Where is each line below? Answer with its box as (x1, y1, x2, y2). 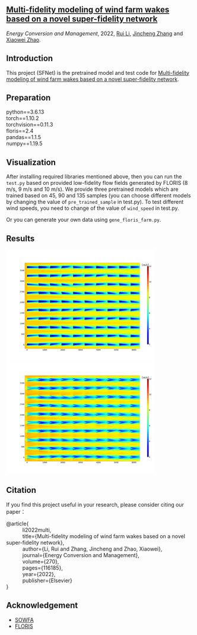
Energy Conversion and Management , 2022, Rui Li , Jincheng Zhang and (6, 30, 183, 37)
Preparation (6, 93, 51, 103)
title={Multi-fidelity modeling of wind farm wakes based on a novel (22, 532, 186, 540)
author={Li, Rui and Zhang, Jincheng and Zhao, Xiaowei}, (22, 545, 163, 552)
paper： (6, 508, 26, 515)
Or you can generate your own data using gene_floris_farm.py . (6, 216, 161, 224)
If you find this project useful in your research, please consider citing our (6, 501, 184, 508)
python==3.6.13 (6, 108, 45, 115)
